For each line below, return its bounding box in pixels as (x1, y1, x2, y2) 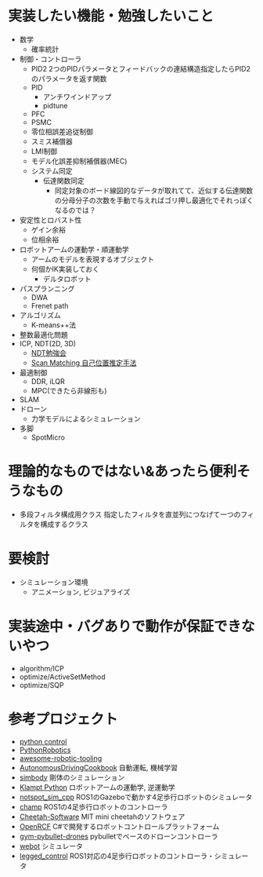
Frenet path (31, 301, 69, 310)
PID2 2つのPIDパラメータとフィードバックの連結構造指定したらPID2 (31, 64, 250, 73)
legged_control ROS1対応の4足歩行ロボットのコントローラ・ (19, 851, 215, 861)
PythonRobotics (19, 745, 71, 755)
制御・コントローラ (19, 54, 82, 64)
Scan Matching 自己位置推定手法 (31, 358, 137, 367)
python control (19, 736, 67, 746)
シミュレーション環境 (19, 577, 88, 586)
